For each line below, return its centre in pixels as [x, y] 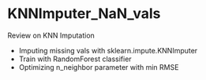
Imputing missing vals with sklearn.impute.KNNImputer [108, 50]
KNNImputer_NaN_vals [84, 14]
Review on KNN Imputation [51, 35]
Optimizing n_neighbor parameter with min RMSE [99, 67]
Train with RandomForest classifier [75, 59]
